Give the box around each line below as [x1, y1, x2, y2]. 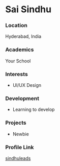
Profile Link [5, 144, 34, 151]
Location [5, 22, 28, 29]
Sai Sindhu [5, 4, 52, 15]
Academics [5, 46, 34, 53]
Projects [5, 119, 26, 126]
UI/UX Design [12, 82, 42, 88]
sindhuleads [5, 155, 31, 161]
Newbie [12, 131, 29, 137]
